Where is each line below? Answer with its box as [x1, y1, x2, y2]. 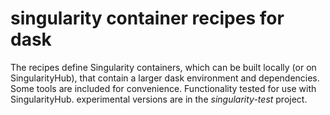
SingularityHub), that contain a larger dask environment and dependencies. [10, 72, 320, 84]
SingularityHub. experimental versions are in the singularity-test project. [10, 93, 308, 105]
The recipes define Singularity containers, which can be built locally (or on [10, 61, 317, 73]
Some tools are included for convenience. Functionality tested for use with [10, 82, 317, 94]
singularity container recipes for [10, 7, 285, 30]
